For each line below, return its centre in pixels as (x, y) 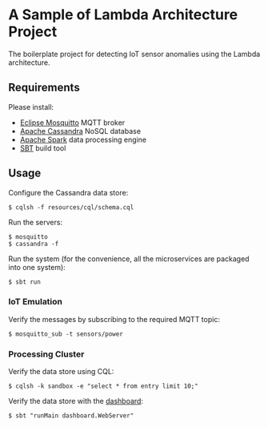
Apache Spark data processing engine (83, 139)
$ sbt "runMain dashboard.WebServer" (71, 416)
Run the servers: (35, 222)
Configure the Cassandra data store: (68, 192)
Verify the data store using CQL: (61, 372)
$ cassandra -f (34, 244)
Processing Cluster (46, 354)
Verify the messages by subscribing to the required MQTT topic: (114, 319)
